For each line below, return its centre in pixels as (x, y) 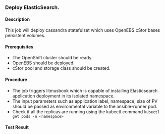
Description (18, 19)
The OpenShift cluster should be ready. (52, 58)
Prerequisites (19, 46)
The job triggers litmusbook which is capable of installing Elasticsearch (85, 90)
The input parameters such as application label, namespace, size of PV (85, 101)
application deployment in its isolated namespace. (63, 96)
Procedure (16, 79)
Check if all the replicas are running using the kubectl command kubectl (86, 112)
